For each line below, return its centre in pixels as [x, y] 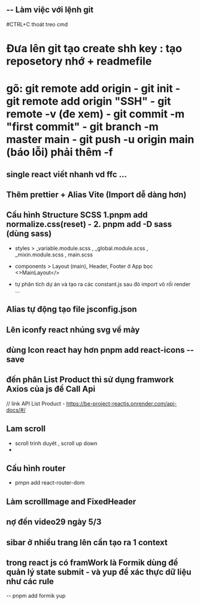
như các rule [30, 581]
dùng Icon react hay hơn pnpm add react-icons [96, 350]
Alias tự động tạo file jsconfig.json [72, 309]
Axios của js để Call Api [51, 389]
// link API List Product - [36, 403]
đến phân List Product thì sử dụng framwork [90, 380]
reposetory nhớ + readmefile [79, 61]
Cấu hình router [36, 468]
